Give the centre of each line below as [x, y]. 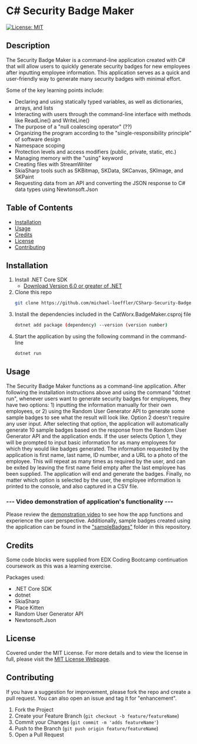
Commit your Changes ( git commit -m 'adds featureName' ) [86, 722]
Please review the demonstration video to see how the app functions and [95, 515]
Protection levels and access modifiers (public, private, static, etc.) [95, 152]
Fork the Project [34, 709]
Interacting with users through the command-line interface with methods [103, 114]
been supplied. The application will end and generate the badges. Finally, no [98, 473]
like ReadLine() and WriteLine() [52, 120]
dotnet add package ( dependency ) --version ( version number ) [91, 325]
